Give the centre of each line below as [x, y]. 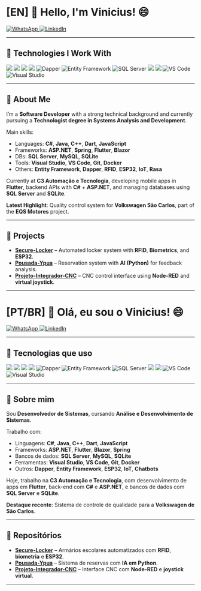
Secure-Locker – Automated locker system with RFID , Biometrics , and [102, 250]
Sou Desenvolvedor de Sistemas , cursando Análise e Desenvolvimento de [100, 413]
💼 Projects [26, 235]
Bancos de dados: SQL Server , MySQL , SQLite [73, 456]
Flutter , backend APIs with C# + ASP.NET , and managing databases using [98, 187]
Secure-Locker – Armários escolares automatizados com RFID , [93, 550]
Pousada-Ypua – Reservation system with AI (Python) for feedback [98, 263]
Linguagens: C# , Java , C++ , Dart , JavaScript [71, 443]
